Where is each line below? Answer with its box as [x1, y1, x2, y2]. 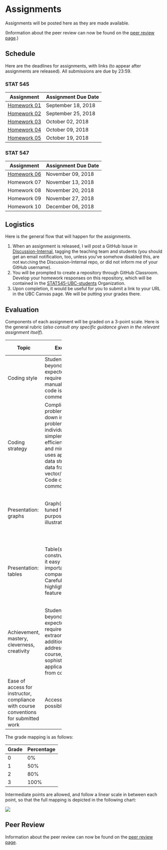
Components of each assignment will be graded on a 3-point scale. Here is [5, 318, 160, 324]
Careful [44, 577, 62, 584]
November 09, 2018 [46, 171, 94, 178]
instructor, [7, 690, 32, 697]
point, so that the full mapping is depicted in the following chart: [5, 797, 136, 803]
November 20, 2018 [46, 187, 94, 194]
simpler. [44, 432, 64, 439]
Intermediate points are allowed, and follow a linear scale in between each [5, 791, 158, 798]
